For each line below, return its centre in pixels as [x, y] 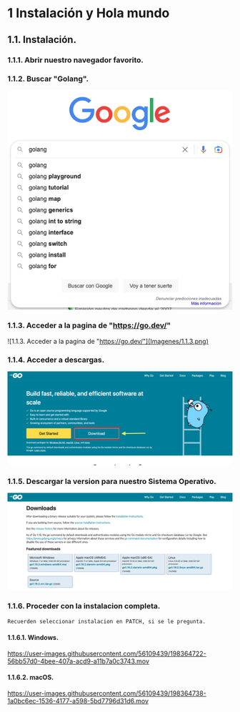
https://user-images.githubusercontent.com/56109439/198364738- [107, 693]
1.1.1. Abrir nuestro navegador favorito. [76, 60]
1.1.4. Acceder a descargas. [56, 360]
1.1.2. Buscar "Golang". [48, 79]
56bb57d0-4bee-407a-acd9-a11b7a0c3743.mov [79, 661]
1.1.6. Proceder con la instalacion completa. [84, 606]
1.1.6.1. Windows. [33, 638]
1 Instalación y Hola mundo [89, 13]
